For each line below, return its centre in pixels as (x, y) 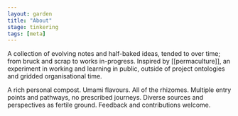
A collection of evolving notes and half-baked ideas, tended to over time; (114, 54)
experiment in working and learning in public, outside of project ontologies (116, 69)
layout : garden (30, 14)
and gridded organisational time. (55, 76)
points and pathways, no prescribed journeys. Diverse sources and (106, 98)
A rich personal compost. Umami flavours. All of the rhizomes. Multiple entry (119, 90)
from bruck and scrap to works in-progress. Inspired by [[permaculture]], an (119, 62)
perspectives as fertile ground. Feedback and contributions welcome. (109, 105)
